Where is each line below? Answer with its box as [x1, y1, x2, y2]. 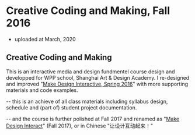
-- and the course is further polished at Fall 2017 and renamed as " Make [6, 115, 180, 122]
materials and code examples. [6, 86, 78, 94]
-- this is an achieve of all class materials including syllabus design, [6, 98, 168, 105]
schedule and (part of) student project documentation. [6, 104, 137, 111]
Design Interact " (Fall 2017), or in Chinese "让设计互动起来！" [6, 122, 154, 129]
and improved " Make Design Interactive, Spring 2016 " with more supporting [6, 80, 189, 87]
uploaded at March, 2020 [14, 35, 76, 42]
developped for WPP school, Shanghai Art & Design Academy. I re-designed [6, 74, 190, 81]
